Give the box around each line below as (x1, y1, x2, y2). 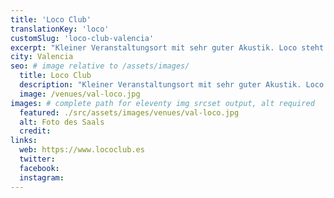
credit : (19, 126, 52, 136)
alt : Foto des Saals (19, 117, 105, 127)
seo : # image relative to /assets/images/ (10, 61, 190, 71)
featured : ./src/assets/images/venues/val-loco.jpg (19, 107, 240, 118)
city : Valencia (10, 52, 74, 62)
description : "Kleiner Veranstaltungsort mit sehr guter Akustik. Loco (19, 80, 325, 90)
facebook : (19, 163, 60, 173)
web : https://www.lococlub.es (19, 145, 145, 155)
